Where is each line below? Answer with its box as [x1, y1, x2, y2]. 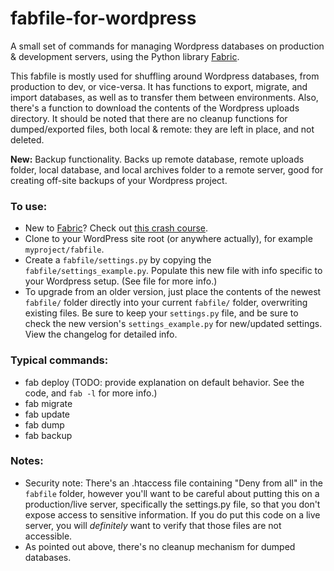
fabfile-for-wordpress [10, 7, 197, 30]
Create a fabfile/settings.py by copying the [24, 254, 212, 266]
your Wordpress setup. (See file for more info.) [24, 275, 218, 287]
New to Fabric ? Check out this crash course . [24, 222, 209, 234]
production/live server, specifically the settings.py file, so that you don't [24, 498, 321, 510]
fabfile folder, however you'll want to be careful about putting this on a [24, 487, 320, 499]
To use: [10, 199, 48, 213]
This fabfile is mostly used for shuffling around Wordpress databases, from [10, 70, 320, 82]
